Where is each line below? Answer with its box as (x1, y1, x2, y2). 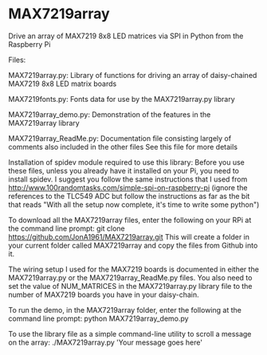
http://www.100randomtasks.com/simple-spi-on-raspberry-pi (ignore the (8, 182, 248, 192)
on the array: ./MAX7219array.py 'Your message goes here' (8, 337, 203, 347)
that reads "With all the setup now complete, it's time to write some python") (8, 200, 260, 209)
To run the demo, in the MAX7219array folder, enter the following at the (8, 305, 241, 314)
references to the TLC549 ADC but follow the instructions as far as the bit (8, 191, 250, 201)
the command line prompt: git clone (8, 224, 125, 233)
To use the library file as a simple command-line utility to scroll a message (8, 329, 252, 338)
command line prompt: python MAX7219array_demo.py (8, 314, 189, 323)
